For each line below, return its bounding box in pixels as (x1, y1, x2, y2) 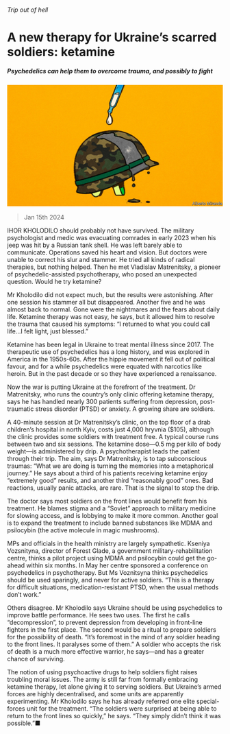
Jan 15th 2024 (23, 213, 65, 222)
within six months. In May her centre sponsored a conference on (26, 561, 209, 569)
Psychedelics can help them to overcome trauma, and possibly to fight (7, 67, 214, 75)
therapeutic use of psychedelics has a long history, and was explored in (7, 348, 210, 356)
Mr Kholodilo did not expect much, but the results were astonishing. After (7, 291, 214, 299)
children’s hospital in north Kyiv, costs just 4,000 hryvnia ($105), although (7, 425, 214, 434)
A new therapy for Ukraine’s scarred (7, 29, 217, 45)
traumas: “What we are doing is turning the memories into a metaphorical (7, 462, 214, 470)
